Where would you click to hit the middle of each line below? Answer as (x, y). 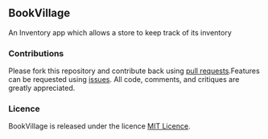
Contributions (36, 53)
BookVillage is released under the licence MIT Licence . (99, 126)
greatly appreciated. (42, 88)
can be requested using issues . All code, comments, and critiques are (124, 80)
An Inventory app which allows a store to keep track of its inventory (120, 32)
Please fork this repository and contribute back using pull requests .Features (134, 71)
